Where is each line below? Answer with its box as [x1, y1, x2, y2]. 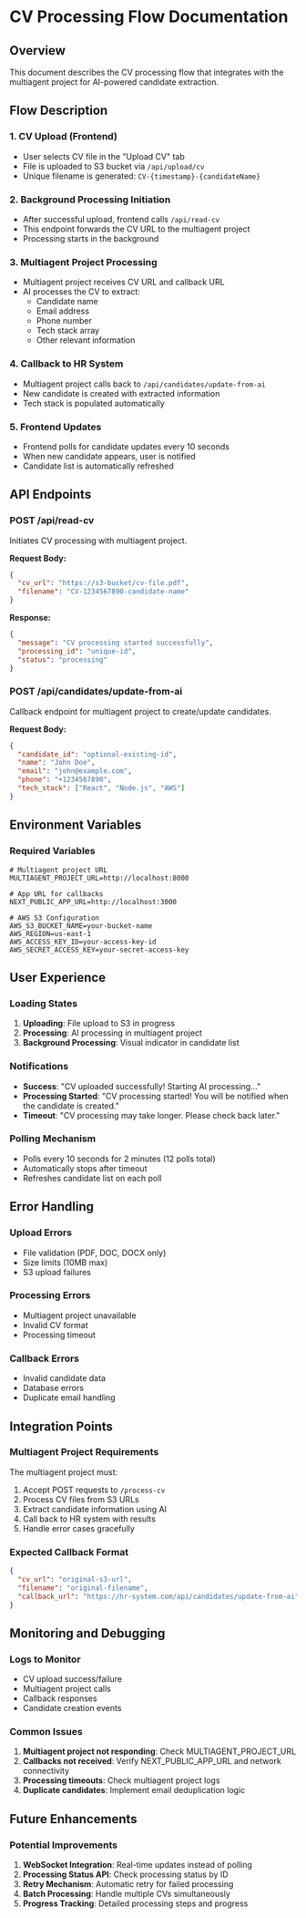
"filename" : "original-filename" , [17, 1583, 148, 1593]
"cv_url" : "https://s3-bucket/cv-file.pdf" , [17, 579, 189, 588]
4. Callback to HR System [9, 357, 124, 370]
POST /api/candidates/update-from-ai [9, 686, 183, 698]
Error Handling [9, 1199, 94, 1214]
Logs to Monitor [9, 1653, 81, 1665]
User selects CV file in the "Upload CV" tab [22, 150, 185, 161]
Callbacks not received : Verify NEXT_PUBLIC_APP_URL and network [22, 1756, 282, 1767]
